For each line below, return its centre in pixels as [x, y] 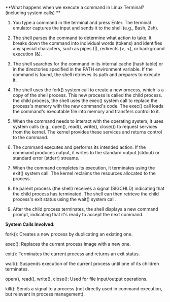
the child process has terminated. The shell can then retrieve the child [86, 194]
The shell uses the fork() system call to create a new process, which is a [88, 90]
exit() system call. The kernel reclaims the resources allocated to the [84, 173]
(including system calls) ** [33, 13]
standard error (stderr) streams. [46, 158]
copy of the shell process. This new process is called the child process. [87, 95]
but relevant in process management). [45, 294]
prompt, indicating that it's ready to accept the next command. [78, 214]
